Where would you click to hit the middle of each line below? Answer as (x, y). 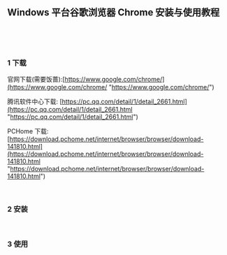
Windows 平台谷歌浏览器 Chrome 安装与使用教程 (113, 13)
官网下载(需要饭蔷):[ (36, 80)
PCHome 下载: (28, 131)
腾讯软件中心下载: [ (35, 102)
